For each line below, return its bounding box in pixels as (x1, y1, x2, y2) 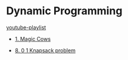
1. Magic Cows (14, 35, 51, 42)
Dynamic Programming (6, 4, 123, 18)
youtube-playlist (6, 24, 46, 31)
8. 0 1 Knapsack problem (14, 46, 76, 54)
